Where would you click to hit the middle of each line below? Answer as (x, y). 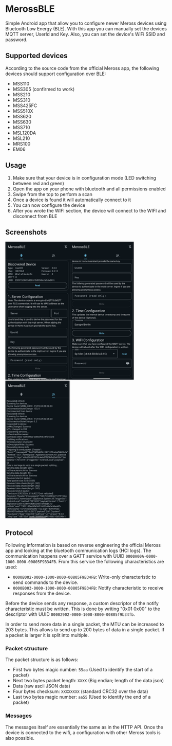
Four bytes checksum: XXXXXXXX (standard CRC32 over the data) (80, 691)
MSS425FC (25, 105)
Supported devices (36, 56)
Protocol (19, 533)
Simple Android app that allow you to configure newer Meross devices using (86, 23)
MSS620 (22, 116)
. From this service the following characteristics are (110, 562)
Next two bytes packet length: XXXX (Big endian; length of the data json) (88, 681)
